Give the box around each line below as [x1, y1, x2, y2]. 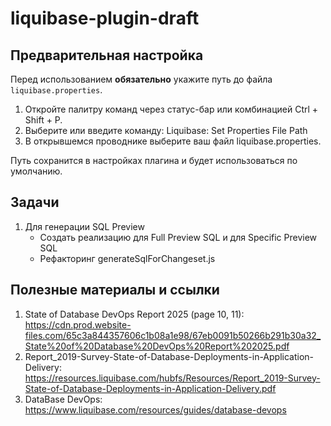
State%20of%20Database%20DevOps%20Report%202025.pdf [24, 340, 290, 352]
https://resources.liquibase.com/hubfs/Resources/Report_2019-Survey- [24, 372, 321, 384]
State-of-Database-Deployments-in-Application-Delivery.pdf [24, 382, 277, 394]
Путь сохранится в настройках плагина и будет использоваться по [10, 155, 298, 166]
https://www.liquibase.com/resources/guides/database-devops [24, 403, 287, 416]
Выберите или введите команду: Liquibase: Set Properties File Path [24, 125, 308, 136]
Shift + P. [24, 114, 63, 126]
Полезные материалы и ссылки [10, 282, 220, 299]
